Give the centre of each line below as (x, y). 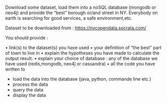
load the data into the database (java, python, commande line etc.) (82, 79)
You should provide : (27, 38)
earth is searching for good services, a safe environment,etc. (69, 18)
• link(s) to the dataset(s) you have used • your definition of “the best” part (83, 47)
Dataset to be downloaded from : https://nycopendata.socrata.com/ (76, 28)
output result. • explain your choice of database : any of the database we (81, 58)
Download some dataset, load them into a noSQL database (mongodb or (81, 7)
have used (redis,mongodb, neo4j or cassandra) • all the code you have (80, 64)
